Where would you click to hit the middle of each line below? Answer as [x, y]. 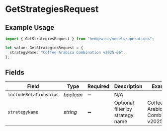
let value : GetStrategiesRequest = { [44, 48]
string [70, 112]
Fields [15, 72]
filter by [123, 109]
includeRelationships [33, 95]
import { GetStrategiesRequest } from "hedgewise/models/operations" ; [80, 39]
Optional [124, 103]
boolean [73, 95]
